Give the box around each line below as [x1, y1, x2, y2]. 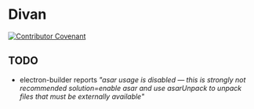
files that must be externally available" [19, 92, 145, 101]
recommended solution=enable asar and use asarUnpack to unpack [19, 83, 242, 93]
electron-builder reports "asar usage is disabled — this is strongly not [19, 74, 246, 84]
